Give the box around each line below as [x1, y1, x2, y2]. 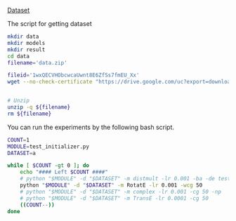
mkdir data [7, 33, 39, 40]
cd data [7, 53, 30, 60]
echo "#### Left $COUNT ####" [20, 168, 109, 176]
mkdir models [7, 39, 46, 46]
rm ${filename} [7, 110, 52, 117]
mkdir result [7, 46, 46, 53]
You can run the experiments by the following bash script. [7, 123, 174, 131]
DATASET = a [7, 149, 37, 156]
